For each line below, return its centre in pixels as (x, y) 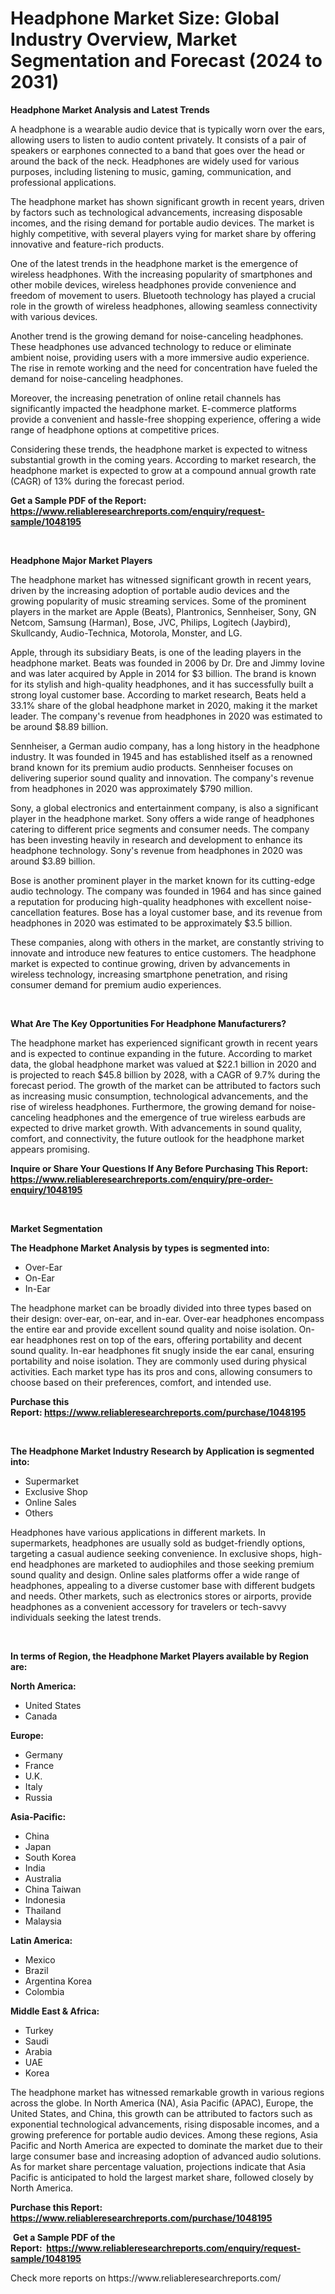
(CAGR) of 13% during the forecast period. (97, 481)
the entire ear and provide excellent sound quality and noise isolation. (153, 1329)
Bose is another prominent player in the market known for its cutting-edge (163, 880)
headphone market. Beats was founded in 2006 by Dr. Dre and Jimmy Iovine (167, 663)
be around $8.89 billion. (59, 726)
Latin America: (41, 1940)
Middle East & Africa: (55, 2011)
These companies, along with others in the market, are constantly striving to (167, 942)
